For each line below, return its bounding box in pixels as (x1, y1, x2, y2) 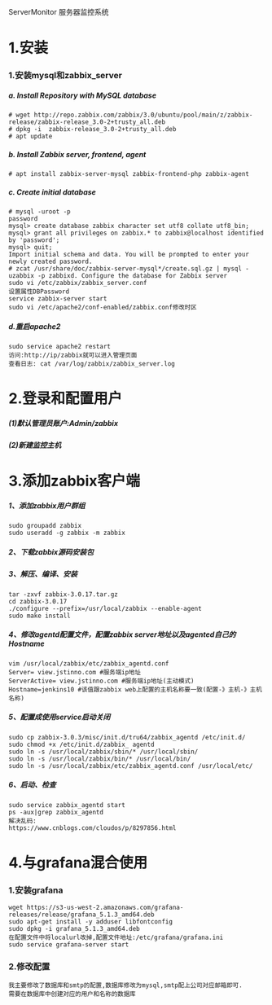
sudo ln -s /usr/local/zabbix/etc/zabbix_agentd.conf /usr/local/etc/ (8, 761, 253, 770)
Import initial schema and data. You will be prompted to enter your (8, 251, 250, 259)
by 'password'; (8, 236, 60, 244)
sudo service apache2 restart (8, 342, 112, 350)
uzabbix (8, 272, 35, 280)
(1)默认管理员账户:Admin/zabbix (8, 418, 119, 428)
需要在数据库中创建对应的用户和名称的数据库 (8, 990, 136, 998)
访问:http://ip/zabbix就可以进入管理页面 (8, 351, 138, 359)
